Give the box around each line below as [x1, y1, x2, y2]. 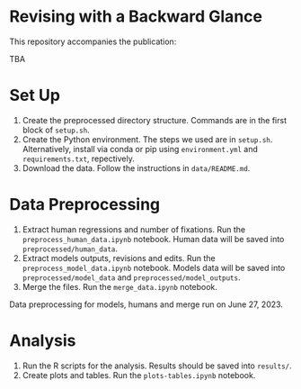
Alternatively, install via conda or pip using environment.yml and [22, 143, 259, 154]
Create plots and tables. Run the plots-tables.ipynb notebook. [22, 369, 256, 380]
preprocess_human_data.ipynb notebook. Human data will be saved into [22, 233, 285, 244]
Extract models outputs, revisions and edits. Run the [22, 252, 216, 263]
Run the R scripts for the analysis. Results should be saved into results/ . [22, 360, 292, 371]
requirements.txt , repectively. [22, 153, 135, 164]
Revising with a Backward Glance [9, 6, 263, 27]
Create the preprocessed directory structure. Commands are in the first [22, 114, 288, 125]
